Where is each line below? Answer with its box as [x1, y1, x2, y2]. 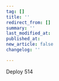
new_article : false [6, 42, 54, 48]
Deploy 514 [6, 68, 33, 75]
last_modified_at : [6, 31, 51, 36]
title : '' [6, 14, 30, 20]
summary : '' [6, 25, 35, 31]
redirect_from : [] [6, 19, 51, 25]
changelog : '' [6, 47, 41, 53]
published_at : [6, 36, 41, 42]
